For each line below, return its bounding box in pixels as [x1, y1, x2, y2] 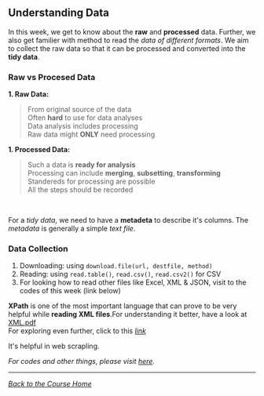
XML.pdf [8, 318, 37, 328]
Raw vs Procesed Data [8, 71, 96, 82]
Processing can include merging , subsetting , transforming [27, 169, 222, 178]
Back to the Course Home [8, 380, 92, 389]
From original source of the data [27, 105, 132, 114]
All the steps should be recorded [27, 185, 134, 194]
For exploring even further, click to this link [8, 326, 147, 336]
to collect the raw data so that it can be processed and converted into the [8, 43, 246, 53]
